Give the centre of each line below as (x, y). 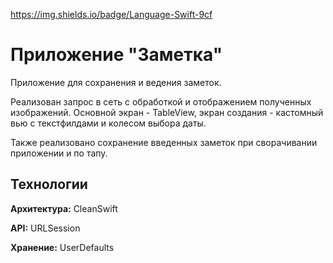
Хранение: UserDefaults (62, 247)
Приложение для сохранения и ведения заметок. (116, 82)
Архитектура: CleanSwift (64, 208)
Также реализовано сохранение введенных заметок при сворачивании (164, 142)
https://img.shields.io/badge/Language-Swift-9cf (111, 14)
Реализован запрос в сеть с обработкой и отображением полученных (161, 101)
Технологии (49, 184)
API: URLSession (45, 228)
